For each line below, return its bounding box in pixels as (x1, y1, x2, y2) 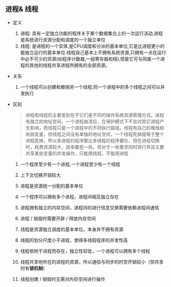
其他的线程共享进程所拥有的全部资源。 (29, 62, 110, 68)
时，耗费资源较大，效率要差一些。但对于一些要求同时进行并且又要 (25, 143, 164, 150)
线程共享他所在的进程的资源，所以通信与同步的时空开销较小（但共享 (20, 258, 164, 265)
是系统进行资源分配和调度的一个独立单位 (20, 36, 106, 42)
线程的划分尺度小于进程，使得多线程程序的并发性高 (20, 237, 128, 243)
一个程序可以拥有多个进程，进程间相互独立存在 (20, 194, 119, 200)
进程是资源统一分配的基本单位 (20, 183, 83, 189)
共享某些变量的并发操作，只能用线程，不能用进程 (25, 150, 129, 156)
